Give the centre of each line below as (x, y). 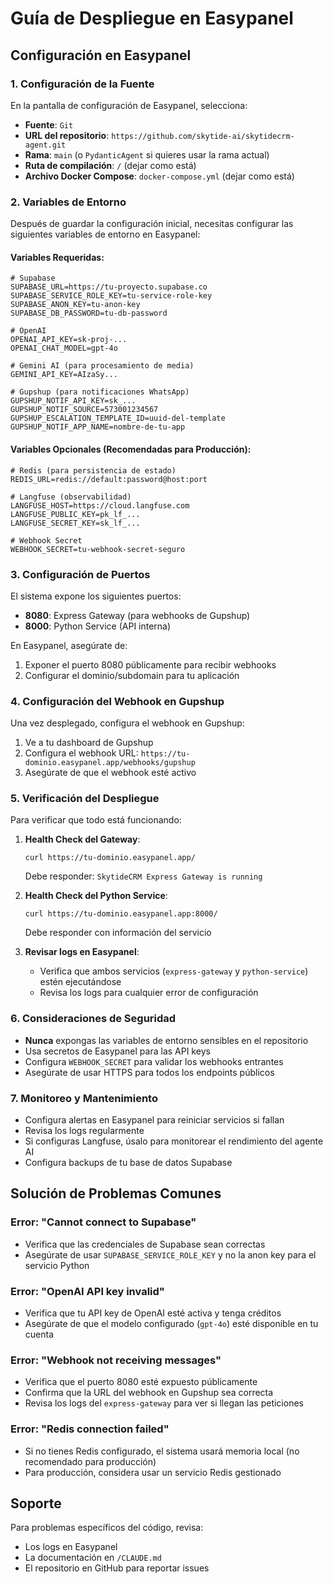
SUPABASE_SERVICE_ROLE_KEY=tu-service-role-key (111, 296)
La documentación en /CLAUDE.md (93, 1558)
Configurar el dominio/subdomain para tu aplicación (132, 675)
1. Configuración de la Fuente (82, 84)
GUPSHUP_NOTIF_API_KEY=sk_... (73, 401)
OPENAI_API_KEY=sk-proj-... (69, 340)
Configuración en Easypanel (101, 55)
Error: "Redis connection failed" (90, 1429)
